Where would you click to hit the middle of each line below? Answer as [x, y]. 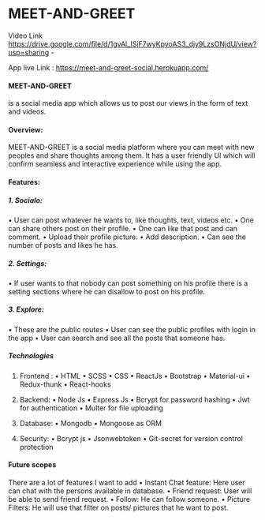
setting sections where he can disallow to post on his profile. [106, 291]
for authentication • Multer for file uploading [91, 408]
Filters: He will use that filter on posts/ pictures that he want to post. [118, 508]
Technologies [31, 356]
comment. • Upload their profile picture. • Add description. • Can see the [127, 237]
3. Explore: [26, 309]
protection [36, 447]
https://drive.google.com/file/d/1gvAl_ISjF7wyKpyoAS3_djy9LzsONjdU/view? [132, 43]
